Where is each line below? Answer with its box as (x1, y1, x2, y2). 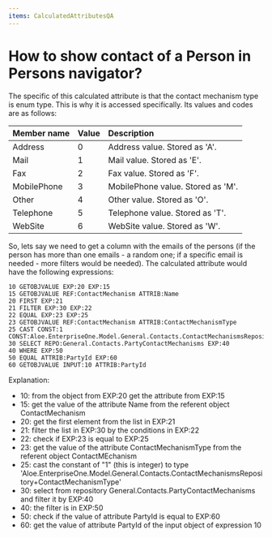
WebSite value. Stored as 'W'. (108, 220, 221, 231)
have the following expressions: (8, 267, 114, 277)
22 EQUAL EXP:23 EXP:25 (8, 311, 89, 319)
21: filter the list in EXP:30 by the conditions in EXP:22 (19, 425, 200, 435)
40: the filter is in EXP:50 (19, 502, 104, 512)
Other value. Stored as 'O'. (108, 194, 209, 205)
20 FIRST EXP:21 (8, 297, 63, 305)
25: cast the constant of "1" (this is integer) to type (19, 459, 189, 469)
